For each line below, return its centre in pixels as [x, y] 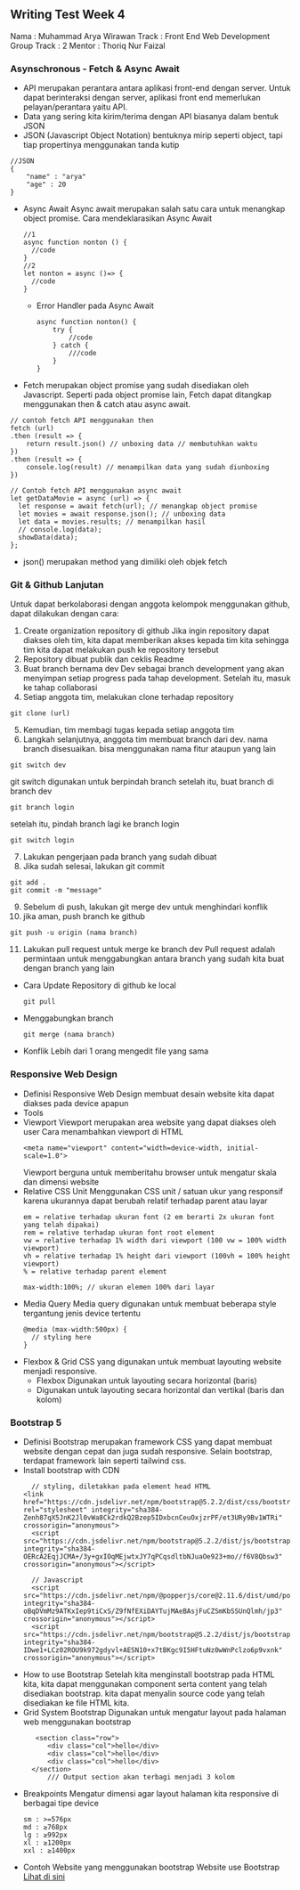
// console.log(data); [60, 530]
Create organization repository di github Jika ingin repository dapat [146, 631]
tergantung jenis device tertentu [82, 1313]
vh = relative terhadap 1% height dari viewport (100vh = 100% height [157, 1256]
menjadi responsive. [60, 1371]
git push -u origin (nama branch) [74, 933]
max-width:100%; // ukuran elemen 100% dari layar [119, 1287]
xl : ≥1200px [47, 1843]
